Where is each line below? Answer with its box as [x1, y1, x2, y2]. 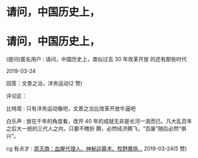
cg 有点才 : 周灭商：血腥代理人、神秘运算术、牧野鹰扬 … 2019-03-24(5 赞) [6, 145, 187, 152]
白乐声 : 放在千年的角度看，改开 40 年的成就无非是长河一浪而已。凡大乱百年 [6, 118, 192, 125]
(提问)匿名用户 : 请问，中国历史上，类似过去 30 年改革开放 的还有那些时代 [6, 56, 187, 63]
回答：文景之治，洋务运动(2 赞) [6, 80, 83, 87]
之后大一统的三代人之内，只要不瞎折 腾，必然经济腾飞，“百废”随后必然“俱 [6, 125, 187, 132]
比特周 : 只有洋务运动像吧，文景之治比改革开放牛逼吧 [6, 105, 136, 112]
